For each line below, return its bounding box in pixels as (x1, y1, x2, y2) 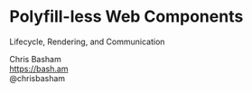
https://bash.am (9, 63, 69, 74)
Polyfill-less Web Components (9, 6, 244, 27)
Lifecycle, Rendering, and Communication (9, 36, 165, 47)
